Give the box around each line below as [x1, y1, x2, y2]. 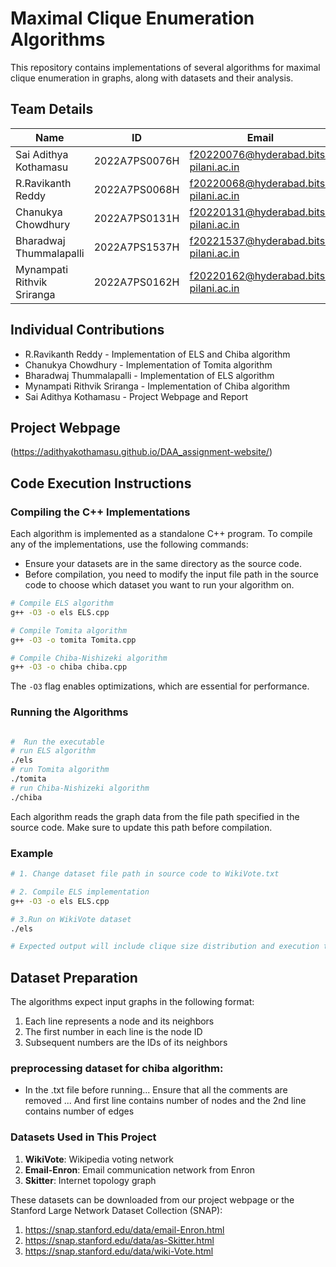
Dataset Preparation [10, 969, 138, 986]
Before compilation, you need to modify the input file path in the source [24, 568, 319, 581]
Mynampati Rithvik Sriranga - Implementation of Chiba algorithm [24, 380, 291, 392]
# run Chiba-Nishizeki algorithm [10, 783, 150, 793]
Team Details [10, 101, 94, 118]
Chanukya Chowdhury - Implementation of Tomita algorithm [24, 358, 273, 371]
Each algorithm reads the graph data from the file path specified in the [10, 810, 300, 822]
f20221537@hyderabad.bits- [189, 233, 332, 247]
